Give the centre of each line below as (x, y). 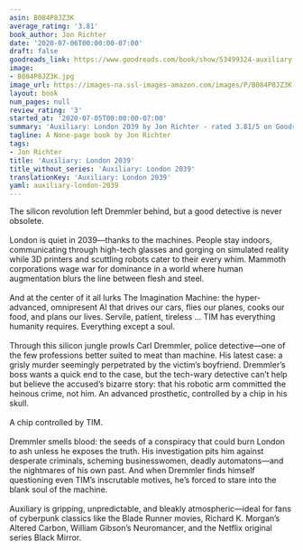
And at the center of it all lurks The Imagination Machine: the (122, 298)
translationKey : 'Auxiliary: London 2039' (90, 177)
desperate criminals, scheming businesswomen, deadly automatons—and (147, 461)
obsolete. (27, 221)
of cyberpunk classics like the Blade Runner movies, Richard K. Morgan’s (145, 518)
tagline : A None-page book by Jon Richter (90, 135)
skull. (19, 404)
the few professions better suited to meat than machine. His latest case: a (146, 355)
